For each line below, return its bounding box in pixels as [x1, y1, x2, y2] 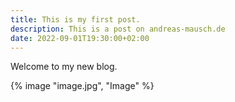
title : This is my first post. [10, 14, 141, 25]
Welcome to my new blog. [10, 61, 118, 73]
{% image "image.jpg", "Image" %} [10, 80, 155, 92]
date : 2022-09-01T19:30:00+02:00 [10, 33, 150, 43]
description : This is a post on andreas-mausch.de [10, 24, 226, 34]
